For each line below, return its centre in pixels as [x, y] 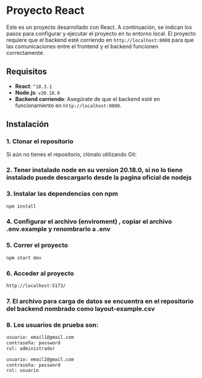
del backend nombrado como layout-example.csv [80, 309]
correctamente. [25, 52]
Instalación [28, 124]
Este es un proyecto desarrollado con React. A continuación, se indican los [99, 27]
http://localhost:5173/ [36, 286]
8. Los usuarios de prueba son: [52, 324]
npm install [21, 206]
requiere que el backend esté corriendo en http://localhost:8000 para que [100, 40]
